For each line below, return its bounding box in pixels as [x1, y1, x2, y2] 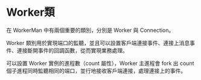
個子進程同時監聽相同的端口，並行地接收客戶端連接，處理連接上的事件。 [6, 67, 186, 74]
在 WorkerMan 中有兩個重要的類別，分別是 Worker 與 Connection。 [6, 26, 174, 34]
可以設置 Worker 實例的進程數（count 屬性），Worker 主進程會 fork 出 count [6, 60, 194, 67]
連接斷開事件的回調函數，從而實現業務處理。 [16, 46, 128, 54]
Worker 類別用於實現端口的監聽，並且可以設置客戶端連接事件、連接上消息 [6, 39, 190, 46]
